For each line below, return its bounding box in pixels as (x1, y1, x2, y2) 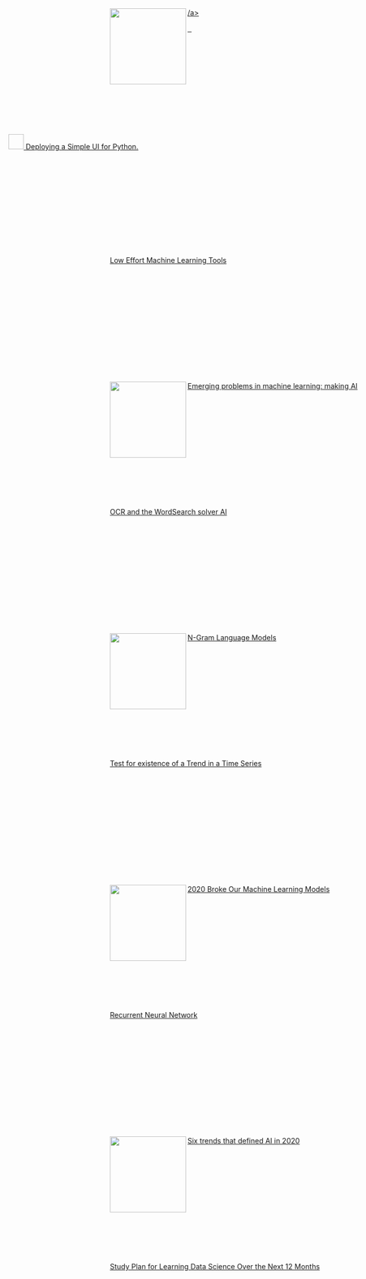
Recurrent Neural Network (110, 1010, 198, 1019)
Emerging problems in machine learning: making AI (187, 381, 359, 390)
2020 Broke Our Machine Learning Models (187, 885, 330, 894)
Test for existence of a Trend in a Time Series (110, 759, 262, 768)
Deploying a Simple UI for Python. (25, 142, 139, 151)
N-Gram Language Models (187, 633, 277, 642)
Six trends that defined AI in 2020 (187, 1136, 300, 1145)
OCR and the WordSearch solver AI (110, 507, 227, 516)
